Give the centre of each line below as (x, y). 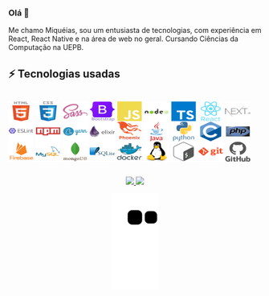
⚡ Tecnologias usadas (64, 74)
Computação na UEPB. (46, 47)
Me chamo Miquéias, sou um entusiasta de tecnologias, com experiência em (135, 31)
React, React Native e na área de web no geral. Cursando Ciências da (123, 39)
